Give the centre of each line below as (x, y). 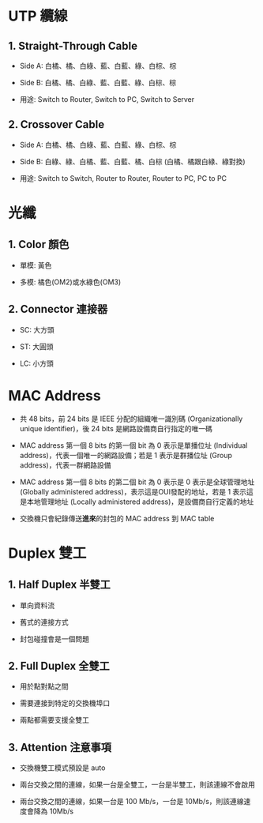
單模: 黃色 (36, 265)
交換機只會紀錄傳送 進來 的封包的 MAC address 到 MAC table (117, 518)
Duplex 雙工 (47, 553)
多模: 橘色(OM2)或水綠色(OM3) (70, 282)
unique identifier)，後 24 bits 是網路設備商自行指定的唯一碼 (116, 428)
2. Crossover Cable (56, 124)
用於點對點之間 (44, 686)
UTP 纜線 (38, 16)
